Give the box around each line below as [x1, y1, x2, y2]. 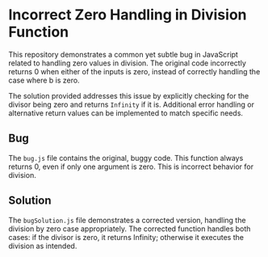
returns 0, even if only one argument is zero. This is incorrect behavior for [8, 162, 254, 171]
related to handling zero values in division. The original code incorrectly [8, 58, 246, 68]
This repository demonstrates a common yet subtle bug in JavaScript [8, 49, 238, 59]
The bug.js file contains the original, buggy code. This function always [8, 153, 244, 162]
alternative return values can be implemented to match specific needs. [8, 107, 244, 118]
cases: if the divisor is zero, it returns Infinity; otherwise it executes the [8, 232, 245, 242]
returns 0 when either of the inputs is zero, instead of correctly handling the [8, 66, 261, 76]
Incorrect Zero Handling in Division [8, 6, 247, 24]
